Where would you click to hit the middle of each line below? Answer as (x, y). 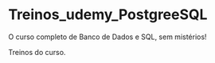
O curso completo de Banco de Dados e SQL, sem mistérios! (107, 37)
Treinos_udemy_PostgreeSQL (108, 15)
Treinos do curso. (37, 52)
